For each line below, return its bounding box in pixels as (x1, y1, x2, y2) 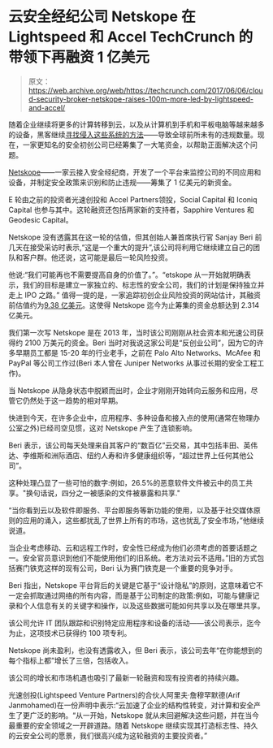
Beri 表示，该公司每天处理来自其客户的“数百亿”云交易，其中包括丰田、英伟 (8, 440, 258, 450)
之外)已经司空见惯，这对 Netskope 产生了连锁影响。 (22, 423, 197, 433)
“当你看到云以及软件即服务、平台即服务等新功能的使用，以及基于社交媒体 (8, 505, 254, 515)
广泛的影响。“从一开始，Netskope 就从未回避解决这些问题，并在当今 (29, 710, 260, 720)
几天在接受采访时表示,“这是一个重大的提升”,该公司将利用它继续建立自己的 (8, 242, 253, 252)
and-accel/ (28, 102, 66, 112)
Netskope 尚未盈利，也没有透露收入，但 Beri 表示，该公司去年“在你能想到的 (8, 645, 262, 655)
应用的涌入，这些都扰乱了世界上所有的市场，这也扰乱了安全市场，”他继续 (22, 515, 265, 525)
